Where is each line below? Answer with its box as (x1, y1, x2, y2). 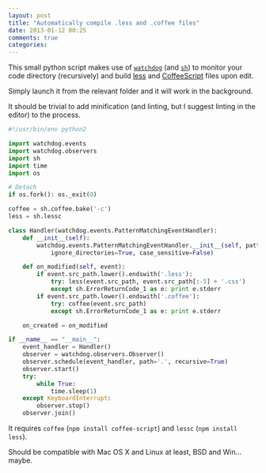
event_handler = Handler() (22, 343, 112, 351)
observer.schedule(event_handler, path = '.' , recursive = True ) (22, 358, 228, 365)
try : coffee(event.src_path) (50, 300, 147, 308)
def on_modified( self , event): (22, 263, 126, 271)
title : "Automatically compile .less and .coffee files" (8, 19, 200, 27)
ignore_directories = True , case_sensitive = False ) (50, 248, 215, 257)
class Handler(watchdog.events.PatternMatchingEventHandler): (8, 226, 218, 234)
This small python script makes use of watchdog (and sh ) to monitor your (8, 62, 243, 72)
